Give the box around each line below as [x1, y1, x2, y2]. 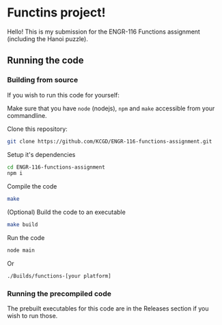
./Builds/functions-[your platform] [7, 272, 111, 279]
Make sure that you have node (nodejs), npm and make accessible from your [7, 104, 215, 112]
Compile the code [7, 182, 57, 191]
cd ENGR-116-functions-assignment [7, 163, 106, 171]
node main [7, 247, 36, 254]
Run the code [7, 234, 45, 241]
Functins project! [7, 5, 106, 21]
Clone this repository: [7, 125, 68, 133]
